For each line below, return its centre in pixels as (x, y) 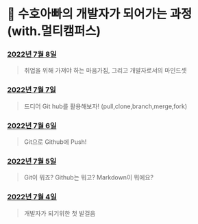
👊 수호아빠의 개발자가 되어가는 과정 (100, 14)
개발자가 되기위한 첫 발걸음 (60, 213)
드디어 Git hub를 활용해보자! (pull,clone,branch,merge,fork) (106, 106)
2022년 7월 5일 (32, 161)
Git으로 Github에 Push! (55, 142)
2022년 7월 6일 (32, 125)
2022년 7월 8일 (32, 54)
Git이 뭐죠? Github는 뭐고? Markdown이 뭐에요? (89, 177)
